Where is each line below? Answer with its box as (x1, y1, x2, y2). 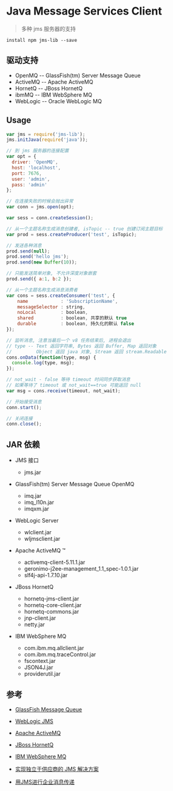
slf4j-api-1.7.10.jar (24, 572, 68, 579)
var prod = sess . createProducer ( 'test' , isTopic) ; (6, 231, 137, 237)
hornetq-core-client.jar (24, 602, 82, 609)
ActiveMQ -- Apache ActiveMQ (15, 78, 93, 86)
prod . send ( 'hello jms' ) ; (6, 254, 69, 260)
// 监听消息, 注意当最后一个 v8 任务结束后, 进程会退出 (6, 337, 132, 344)
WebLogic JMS (15, 718, 53, 725)
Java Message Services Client (6, 4, 162, 18)
